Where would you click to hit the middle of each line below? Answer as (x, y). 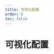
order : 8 (14, 14)
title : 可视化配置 (22, 10)
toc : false (16, 19)
